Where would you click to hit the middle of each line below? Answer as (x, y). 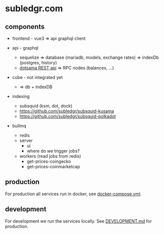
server (26, 141)
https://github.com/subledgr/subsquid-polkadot (68, 116)
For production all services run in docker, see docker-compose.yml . (73, 194)
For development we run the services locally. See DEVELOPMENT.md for (79, 221)
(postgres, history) (38, 63)
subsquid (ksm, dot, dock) (46, 106)
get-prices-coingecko (49, 161)
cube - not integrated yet (37, 77)
